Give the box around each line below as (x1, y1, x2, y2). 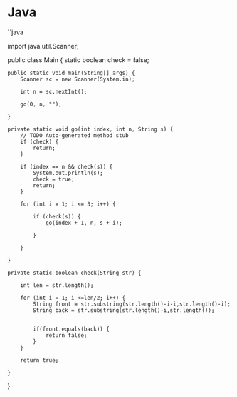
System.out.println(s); (33, 169, 103, 176)
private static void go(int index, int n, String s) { (7, 126, 174, 133)
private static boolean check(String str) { (7, 269, 142, 276)
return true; (20, 356, 59, 364)
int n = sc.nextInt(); (20, 88, 88, 95)
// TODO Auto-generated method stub (20, 131, 130, 139)
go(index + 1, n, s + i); (45, 219, 122, 226)
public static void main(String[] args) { (7, 69, 135, 76)
